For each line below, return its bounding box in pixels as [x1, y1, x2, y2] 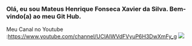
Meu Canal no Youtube [6, 26, 64, 33]
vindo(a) [6, 12, 32, 20]
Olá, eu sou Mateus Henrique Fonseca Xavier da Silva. [6, 5, 168, 13]
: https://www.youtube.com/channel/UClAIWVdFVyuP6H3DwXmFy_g [6, 33, 177, 40]
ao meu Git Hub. [33, 12, 82, 20]
